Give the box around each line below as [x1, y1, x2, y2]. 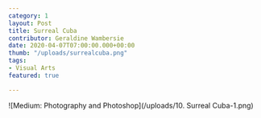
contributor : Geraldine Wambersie [8, 34, 125, 43]
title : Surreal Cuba [8, 26, 78, 35]
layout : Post [8, 19, 52, 27]
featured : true [8, 71, 60, 79]
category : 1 [8, 11, 48, 20]
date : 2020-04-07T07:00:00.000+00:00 [8, 42, 135, 50]
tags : [8, 57, 27, 65]
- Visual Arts [8, 64, 56, 72]
